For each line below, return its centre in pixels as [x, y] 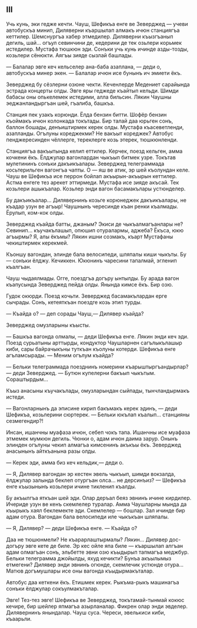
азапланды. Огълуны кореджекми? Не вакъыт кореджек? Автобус [90, 133]
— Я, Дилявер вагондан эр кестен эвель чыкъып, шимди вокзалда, [91, 474]
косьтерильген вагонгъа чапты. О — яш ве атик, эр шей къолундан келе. [98, 170]
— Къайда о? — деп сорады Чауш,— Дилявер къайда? [75, 313]
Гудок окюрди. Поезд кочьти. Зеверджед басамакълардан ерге [87, 296]
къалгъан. [19, 267]
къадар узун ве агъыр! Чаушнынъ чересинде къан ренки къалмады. [92, 206]
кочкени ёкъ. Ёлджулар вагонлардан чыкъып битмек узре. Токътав [91, 157]
